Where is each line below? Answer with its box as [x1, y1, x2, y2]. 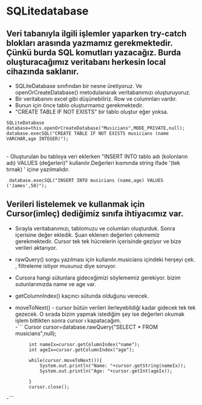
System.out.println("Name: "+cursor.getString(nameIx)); [39, 363, 186, 369]
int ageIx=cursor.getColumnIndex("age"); [28, 347, 135, 353]
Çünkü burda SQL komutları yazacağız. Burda [6, 47, 181, 58]
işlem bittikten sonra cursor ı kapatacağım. [15, 316, 122, 324]
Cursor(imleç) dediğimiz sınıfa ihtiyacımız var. [6, 209, 184, 219]
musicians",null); [15, 329, 57, 337]
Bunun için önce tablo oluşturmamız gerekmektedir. [15, 102, 144, 109]
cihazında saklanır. [6, 66, 79, 76]
